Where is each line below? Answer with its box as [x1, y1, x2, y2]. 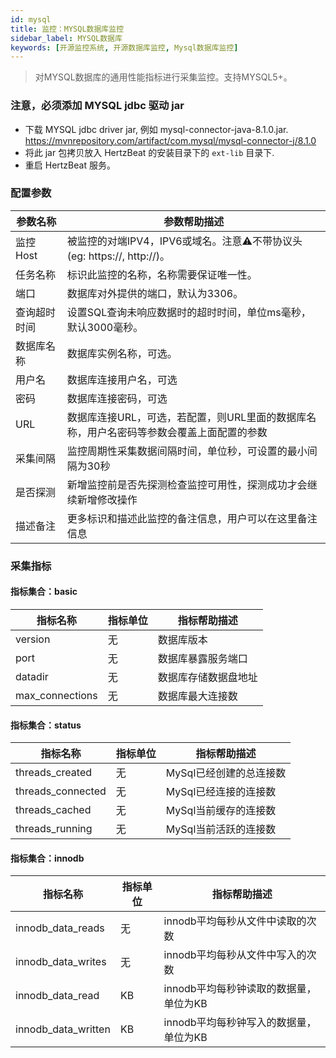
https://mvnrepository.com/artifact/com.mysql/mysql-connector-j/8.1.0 [24, 134, 317, 146]
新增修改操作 [76, 492, 138, 506]
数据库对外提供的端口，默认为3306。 [66, 286, 244, 300]
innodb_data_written [15, 1022, 111, 1036]
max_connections [15, 688, 98, 702]
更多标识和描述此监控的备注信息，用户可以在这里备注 [66, 511, 318, 525]
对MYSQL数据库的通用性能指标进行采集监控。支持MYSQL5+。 [34, 71, 293, 83]
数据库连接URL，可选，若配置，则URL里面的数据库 [66, 410, 307, 424]
